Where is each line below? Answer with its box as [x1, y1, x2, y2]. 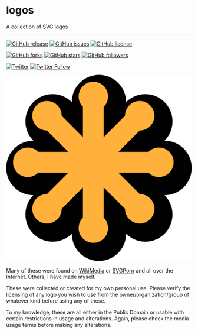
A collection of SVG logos [6, 23, 68, 30]
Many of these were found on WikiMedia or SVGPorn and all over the [6, 267, 174, 274]
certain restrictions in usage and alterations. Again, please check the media [6, 314, 189, 322]
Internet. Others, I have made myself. [6, 273, 96, 280]
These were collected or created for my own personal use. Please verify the [6, 284, 190, 291]
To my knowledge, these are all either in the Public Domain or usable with [6, 309, 184, 316]
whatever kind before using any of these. [6, 297, 106, 304]
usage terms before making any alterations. [6, 321, 112, 328]
